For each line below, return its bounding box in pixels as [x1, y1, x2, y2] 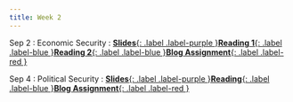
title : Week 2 [9, 12, 62, 22]
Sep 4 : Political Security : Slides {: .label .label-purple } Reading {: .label [9, 73, 270, 84]
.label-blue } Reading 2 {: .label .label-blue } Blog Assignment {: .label [9, 46, 259, 58]
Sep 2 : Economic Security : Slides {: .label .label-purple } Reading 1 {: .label [9, 37, 282, 48]
